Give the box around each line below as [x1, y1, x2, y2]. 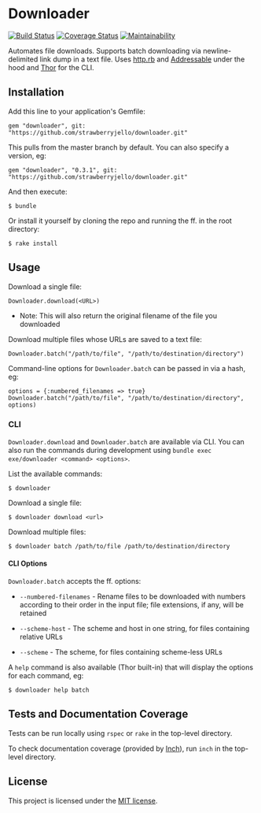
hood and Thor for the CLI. [8, 62, 94, 72]
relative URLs [19, 632, 63, 642]
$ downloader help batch [8, 686, 90, 694]
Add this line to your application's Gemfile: [8, 106, 145, 116]
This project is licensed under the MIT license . [8, 796, 158, 805]
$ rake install [8, 239, 58, 247]
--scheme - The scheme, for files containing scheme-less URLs [19, 648, 222, 657]
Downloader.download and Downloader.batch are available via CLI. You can [8, 436, 245, 446]
